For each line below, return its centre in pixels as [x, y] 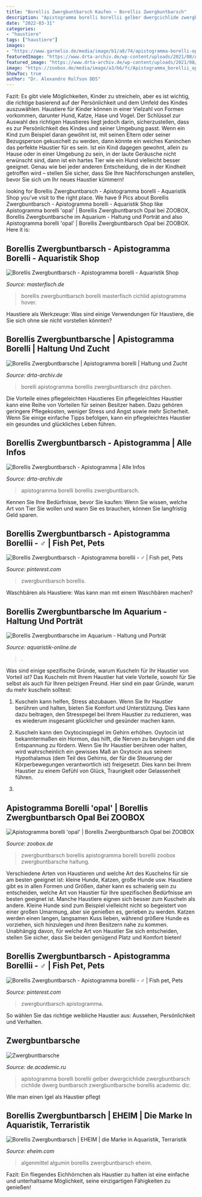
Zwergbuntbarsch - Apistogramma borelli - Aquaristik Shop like [85, 204]
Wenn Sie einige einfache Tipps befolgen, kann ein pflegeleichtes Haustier [99, 417]
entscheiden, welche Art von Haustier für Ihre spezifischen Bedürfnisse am [99, 892]
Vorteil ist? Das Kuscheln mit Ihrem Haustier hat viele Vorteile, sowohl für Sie [101, 677]
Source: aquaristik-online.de [41, 647]
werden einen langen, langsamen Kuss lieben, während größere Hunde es [98, 918]
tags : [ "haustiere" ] [32, 40]
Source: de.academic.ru [36, 1067]
